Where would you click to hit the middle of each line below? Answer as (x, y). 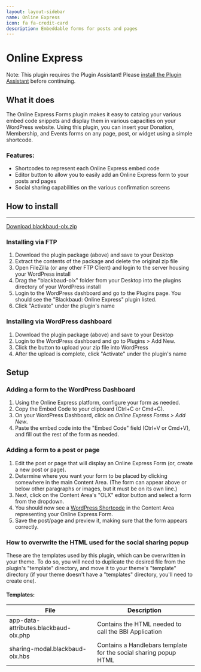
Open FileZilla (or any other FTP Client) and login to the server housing (102, 268)
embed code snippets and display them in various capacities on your (91, 121)
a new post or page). (40, 469)
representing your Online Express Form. (64, 514)
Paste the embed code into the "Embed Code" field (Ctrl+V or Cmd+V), (102, 428)
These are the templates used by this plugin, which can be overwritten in (96, 555)
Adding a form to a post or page (53, 450)
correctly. (27, 527)
